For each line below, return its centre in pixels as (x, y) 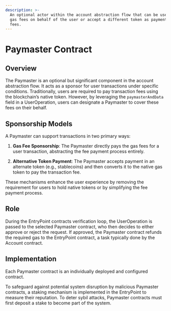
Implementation (31, 259)
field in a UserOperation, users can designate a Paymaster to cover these (82, 102)
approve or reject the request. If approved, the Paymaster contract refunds (83, 232)
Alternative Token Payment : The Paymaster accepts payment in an (83, 161)
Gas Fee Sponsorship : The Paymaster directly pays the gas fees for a (86, 146)
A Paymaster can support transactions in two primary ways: (68, 136)
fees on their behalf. (26, 108)
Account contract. (24, 243)
